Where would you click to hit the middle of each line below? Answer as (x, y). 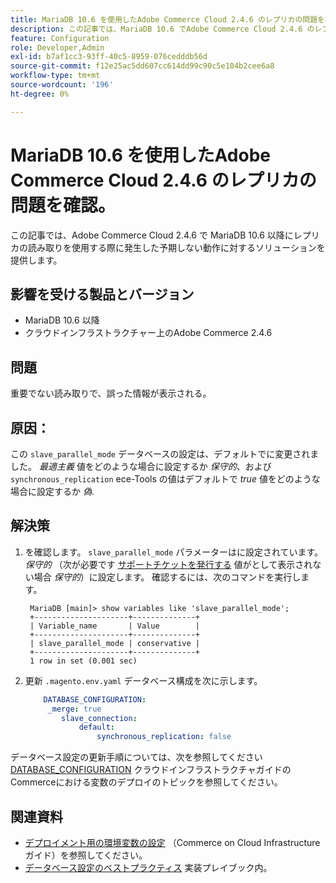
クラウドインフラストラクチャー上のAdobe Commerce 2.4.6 (148, 333)
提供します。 (36, 260)
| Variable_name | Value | (115, 626)
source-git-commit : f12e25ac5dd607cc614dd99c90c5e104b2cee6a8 (142, 66)
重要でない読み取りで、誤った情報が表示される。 (111, 393)
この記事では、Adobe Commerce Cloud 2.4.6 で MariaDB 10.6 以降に (152, 235)
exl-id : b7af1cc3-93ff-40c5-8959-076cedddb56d (109, 57)
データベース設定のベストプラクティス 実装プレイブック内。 (148, 867)
